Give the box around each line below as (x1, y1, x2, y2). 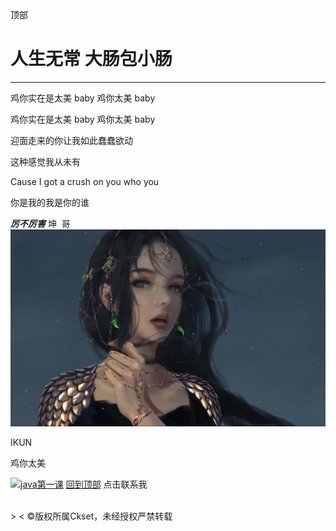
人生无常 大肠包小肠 (10, 48, 173, 71)
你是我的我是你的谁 (10, 196, 90, 208)
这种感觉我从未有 (10, 155, 81, 167)
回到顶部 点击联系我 (65, 478, 148, 490)
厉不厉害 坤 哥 (10, 217, 71, 229)
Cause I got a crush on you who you (10, 175, 160, 187)
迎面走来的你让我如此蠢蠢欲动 (10, 134, 133, 146)
